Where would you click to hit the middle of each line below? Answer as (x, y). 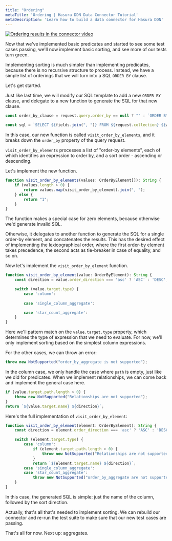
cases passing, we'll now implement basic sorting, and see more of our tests (86, 50)
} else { (24, 194)
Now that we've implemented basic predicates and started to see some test (85, 44)
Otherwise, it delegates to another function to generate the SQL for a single (85, 234)
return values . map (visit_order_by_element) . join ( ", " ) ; (84, 190)
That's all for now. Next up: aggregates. (47, 533)
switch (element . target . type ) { (49, 440)
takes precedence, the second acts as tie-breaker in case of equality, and (83, 250)
